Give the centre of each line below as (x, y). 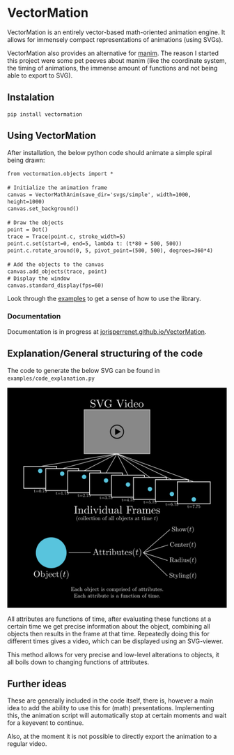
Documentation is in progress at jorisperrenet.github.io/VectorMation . (107, 331)
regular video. (27, 744)
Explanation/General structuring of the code (105, 354)
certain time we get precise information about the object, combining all (109, 626)
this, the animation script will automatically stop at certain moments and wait (117, 716)
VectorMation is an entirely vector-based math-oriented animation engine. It (116, 32)
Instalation (31, 97)
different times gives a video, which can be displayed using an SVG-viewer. (115, 641)
